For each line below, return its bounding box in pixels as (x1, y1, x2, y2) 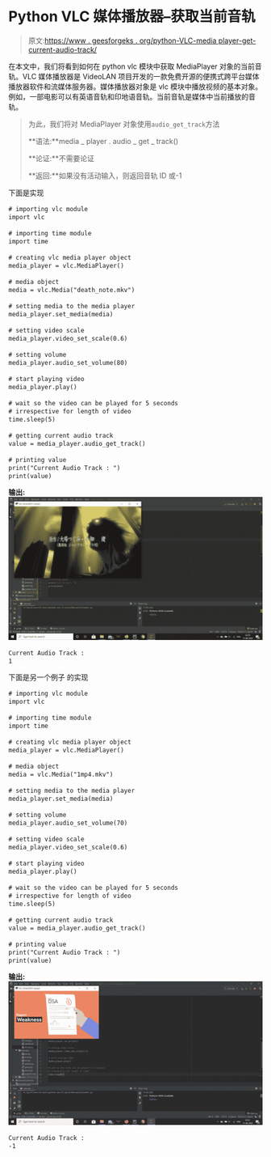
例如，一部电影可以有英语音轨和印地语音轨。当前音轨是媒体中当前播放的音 (8, 91, 256, 101)
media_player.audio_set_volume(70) (8, 819, 128, 828)
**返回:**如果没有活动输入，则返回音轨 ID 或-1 (27, 171, 182, 180)
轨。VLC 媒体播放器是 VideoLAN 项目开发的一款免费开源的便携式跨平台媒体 (8, 71, 260, 81)
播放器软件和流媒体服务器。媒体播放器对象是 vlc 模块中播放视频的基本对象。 (8, 82, 263, 91)
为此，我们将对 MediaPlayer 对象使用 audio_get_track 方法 (27, 119, 220, 129)
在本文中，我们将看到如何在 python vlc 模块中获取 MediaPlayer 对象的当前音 (8, 61, 262, 71)
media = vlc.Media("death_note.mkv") (8, 286, 135, 294)
